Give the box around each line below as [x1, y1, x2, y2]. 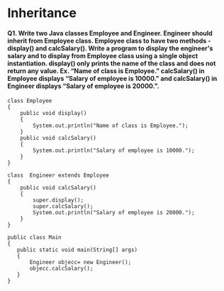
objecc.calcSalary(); [29, 265, 94, 273]
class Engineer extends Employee [7, 172, 110, 179]
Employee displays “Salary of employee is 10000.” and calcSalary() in [7, 74, 218, 82]
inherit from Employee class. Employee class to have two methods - [7, 36, 211, 45]
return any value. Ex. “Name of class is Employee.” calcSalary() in [7, 66, 205, 75]
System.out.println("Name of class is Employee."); [33, 122, 189, 129]
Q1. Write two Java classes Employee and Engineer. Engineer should [7, 28, 213, 37]
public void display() [20, 110, 87, 117]
